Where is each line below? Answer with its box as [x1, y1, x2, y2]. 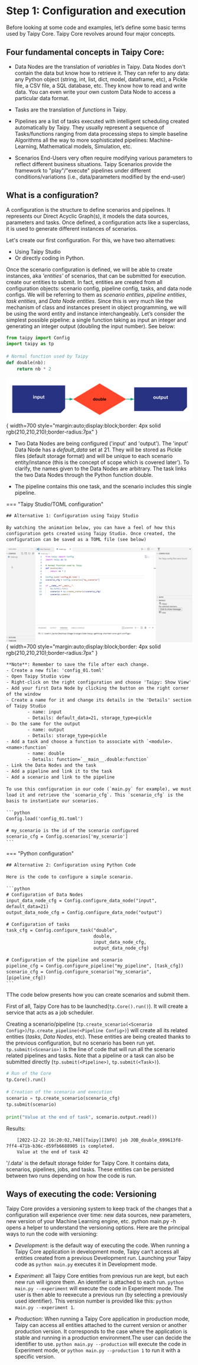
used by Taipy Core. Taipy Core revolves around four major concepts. [6, 30, 176, 37]
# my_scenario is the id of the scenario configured [6, 828, 139, 833]
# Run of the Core [6, 1070, 51, 1076]
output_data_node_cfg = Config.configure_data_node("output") [6, 909, 163, 915]
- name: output [27, 727, 65, 733]
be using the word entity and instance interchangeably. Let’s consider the [6, 310, 185, 317]
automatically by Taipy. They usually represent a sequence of [14, 123, 164, 131]
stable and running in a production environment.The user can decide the [14, 1334, 191, 1341]
